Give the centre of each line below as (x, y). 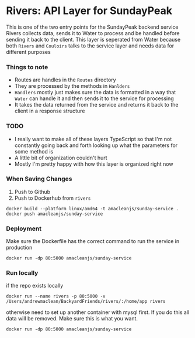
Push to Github (32, 192)
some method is (34, 151)
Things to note (27, 67)
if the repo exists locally (35, 286)
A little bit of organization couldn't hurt (61, 158)
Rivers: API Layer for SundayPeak (89, 11)
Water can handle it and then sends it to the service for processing (94, 98)
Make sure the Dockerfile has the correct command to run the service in (93, 241)
